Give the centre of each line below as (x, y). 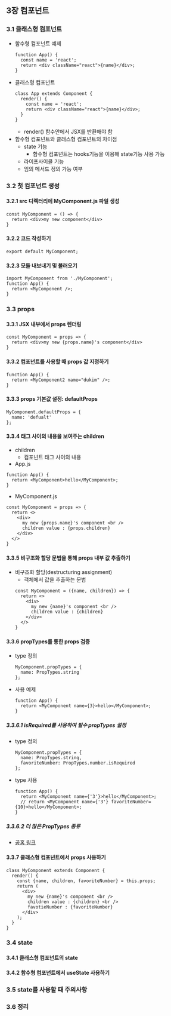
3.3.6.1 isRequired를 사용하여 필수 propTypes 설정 (66, 725)
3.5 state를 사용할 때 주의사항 (47, 989)
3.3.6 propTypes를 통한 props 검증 (48, 641)
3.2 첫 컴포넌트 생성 (33, 186)
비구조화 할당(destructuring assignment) (63, 572)
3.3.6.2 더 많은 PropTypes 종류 (43, 826)
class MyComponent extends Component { (56, 870)
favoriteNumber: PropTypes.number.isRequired (78, 763)
